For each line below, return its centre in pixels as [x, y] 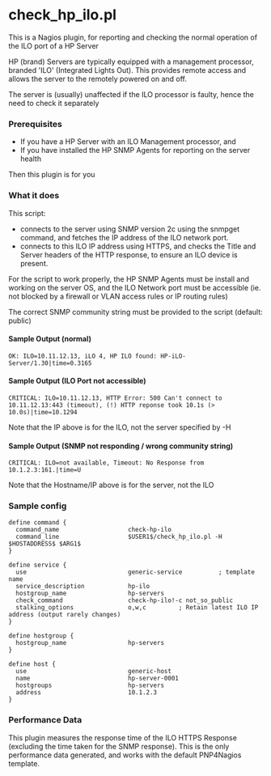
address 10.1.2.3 [87, 693]
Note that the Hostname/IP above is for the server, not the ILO [111, 485]
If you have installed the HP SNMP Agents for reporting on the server [135, 151]
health [31, 159]
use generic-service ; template [135, 572]
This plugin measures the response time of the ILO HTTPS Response [123, 737]
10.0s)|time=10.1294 [43, 412]
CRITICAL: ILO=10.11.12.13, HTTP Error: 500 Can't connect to [115, 398]
